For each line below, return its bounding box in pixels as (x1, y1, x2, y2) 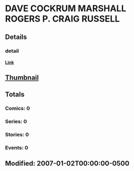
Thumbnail (5, 74, 39, 82)
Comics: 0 (5, 105, 30, 111)
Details (5, 33, 27, 41)
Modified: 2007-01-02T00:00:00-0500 (5, 159, 130, 168)
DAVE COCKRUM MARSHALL (5, 3, 127, 14)
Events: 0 (5, 144, 28, 151)
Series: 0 (5, 118, 27, 125)
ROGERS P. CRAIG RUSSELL (5, 13, 120, 24)
